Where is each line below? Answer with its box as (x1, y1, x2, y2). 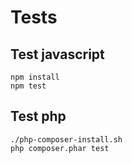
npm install (10, 72, 60, 82)
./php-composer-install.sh (10, 134, 123, 145)
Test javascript (10, 46, 105, 63)
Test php (10, 108, 67, 125)
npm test (10, 81, 47, 91)
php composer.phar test (10, 143, 110, 153)
